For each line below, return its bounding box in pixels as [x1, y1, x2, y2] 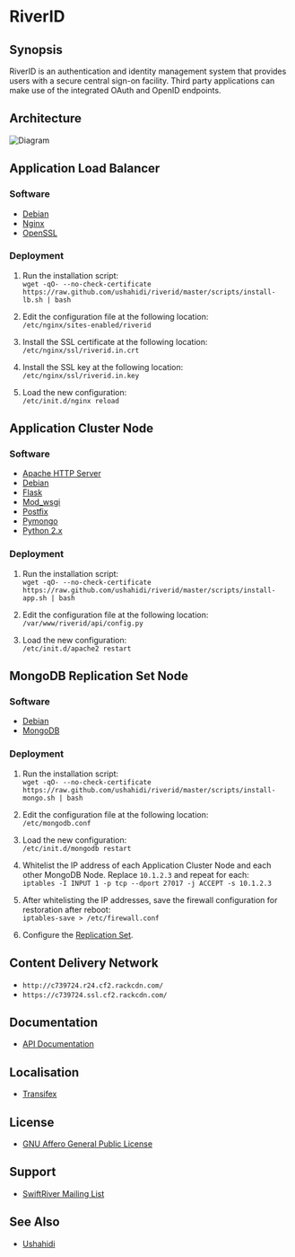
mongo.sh [22, 793, 56, 802]
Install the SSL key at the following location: [22, 361, 184, 372]
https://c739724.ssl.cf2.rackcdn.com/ [22, 990, 168, 999]
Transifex [22, 1089, 57, 1100]
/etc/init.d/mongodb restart [22, 844, 132, 853]
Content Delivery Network [9, 955, 159, 971]
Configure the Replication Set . [22, 929, 134, 940]
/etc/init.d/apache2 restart [22, 644, 132, 653]
